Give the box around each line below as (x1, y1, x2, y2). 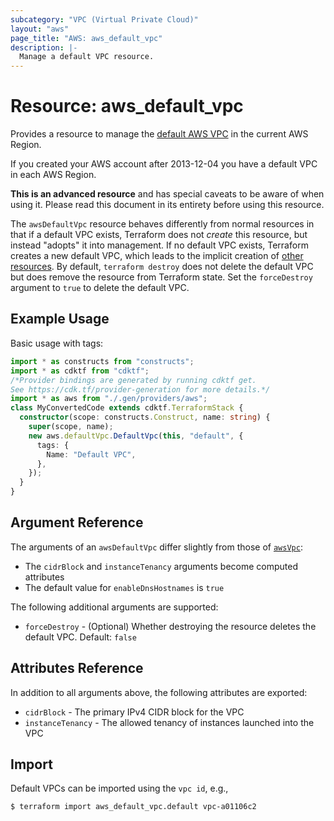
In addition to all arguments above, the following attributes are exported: (10, 686, 308, 698)
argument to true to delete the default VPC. (10, 282, 190, 294)
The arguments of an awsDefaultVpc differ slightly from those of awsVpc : (10, 541, 303, 553)
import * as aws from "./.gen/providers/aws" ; (10, 394, 208, 404)
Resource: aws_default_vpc (10, 95, 244, 118)
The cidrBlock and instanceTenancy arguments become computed (24, 560, 298, 572)
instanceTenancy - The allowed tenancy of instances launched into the (24, 716, 315, 728)
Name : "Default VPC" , (46, 449, 137, 460)
